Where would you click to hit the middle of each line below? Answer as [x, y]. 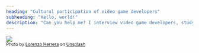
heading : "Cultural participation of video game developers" [83, 11]
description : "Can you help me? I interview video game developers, [92, 22]
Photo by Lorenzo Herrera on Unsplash [46, 45]
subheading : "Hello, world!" [42, 17]
